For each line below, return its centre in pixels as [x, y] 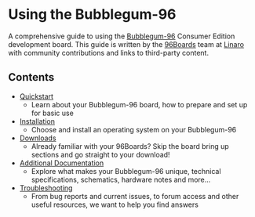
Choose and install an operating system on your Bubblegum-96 [134, 129]
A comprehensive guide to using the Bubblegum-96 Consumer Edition [122, 36]
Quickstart [36, 96]
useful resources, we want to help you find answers [115, 204]
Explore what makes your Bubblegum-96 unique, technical [126, 171]
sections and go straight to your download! [100, 154]
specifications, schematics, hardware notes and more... [121, 179]
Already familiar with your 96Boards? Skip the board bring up [130, 146]
